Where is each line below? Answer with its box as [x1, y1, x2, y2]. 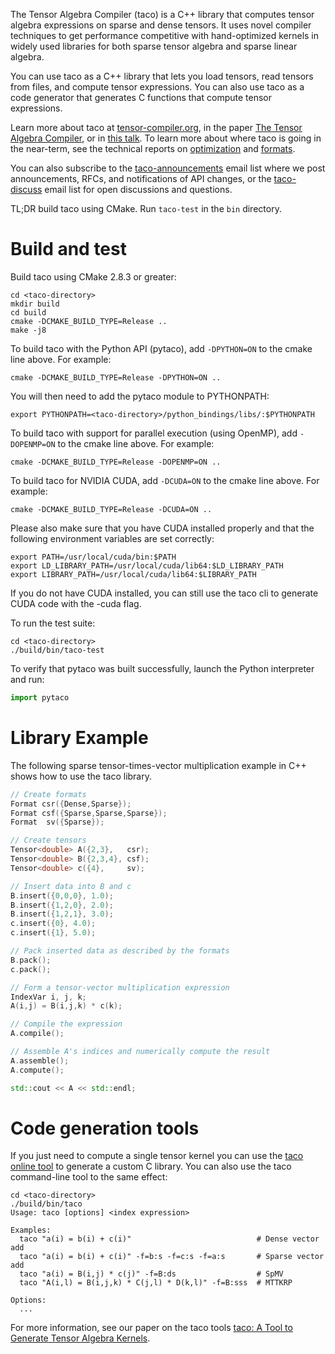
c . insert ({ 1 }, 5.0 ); [10, 928, 97, 938]
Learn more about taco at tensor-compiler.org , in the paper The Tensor [10, 122, 303, 133]
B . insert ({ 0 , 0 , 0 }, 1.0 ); [10, 890, 114, 901]
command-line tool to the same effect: [10, 1171, 168, 1183]
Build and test [10, 238, 127, 261]
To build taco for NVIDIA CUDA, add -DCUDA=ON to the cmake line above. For [10, 474, 320, 486]
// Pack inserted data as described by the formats [10, 946, 230, 956]
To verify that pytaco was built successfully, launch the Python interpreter [10, 662, 315, 674]
